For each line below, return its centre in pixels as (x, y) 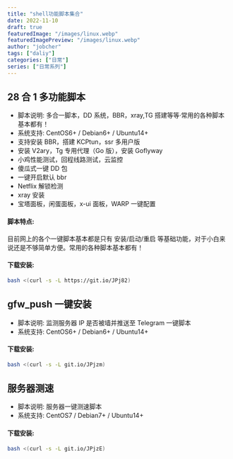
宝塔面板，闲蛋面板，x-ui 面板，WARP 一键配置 (86, 204)
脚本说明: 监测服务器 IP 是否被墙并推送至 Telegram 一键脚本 (104, 322)
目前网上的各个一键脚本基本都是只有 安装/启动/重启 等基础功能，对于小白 (113, 239)
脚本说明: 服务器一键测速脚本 (60, 407)
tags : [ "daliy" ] (31, 54)
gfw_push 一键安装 (49, 304)
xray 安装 (31, 195)
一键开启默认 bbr (42, 177)
